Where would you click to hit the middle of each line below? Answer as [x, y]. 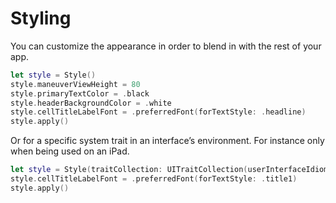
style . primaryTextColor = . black [80, 93]
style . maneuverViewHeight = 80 [75, 84]
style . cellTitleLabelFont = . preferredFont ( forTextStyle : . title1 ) [154, 179]
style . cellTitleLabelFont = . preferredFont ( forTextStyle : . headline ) [158, 112]
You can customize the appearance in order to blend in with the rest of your [166, 46]
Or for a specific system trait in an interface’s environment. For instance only [167, 141]
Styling [41, 18]
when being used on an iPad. [70, 151]
